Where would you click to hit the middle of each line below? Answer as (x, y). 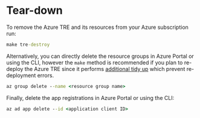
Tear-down (34, 11)
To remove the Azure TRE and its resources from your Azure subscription (98, 27)
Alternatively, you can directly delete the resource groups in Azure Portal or (100, 56)
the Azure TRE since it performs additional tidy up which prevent (105, 69)
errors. (46, 75)
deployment (21, 75)
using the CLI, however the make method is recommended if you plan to (95, 62)
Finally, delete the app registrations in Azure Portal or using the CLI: (90, 98)
